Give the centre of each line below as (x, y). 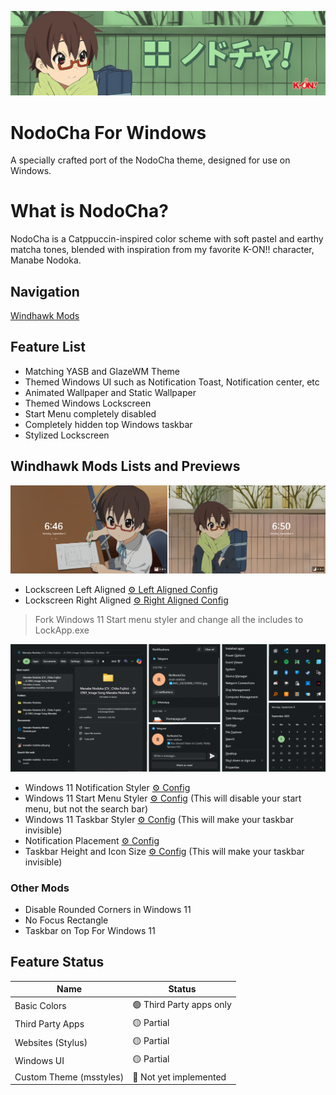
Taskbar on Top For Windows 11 (90, 930)
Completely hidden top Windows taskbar (108, 424)
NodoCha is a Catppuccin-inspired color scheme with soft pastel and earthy (167, 239)
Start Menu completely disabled (90, 413)
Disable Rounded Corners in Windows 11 (108, 909)
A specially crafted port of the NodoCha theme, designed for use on (150, 160)
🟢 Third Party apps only (182, 1004)
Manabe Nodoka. (46, 260)
